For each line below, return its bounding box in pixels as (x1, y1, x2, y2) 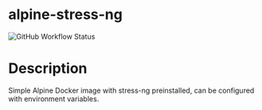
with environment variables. (8, 93, 100, 104)
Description (8, 59, 88, 78)
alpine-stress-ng (8, 6, 123, 24)
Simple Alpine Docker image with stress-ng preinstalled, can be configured (8, 85, 255, 95)
